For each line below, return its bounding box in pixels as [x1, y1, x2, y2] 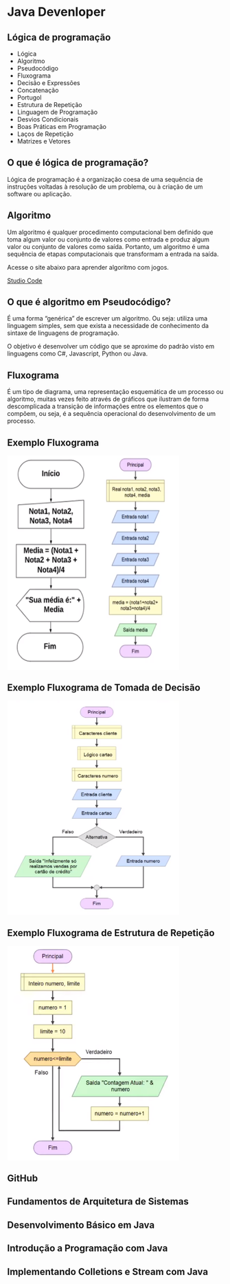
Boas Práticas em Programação [16, 123, 107, 130]
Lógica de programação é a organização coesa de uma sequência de [7, 175, 203, 183]
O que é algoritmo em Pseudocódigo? [7, 296, 172, 308]
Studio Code [7, 276, 43, 285]
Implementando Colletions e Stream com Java [7, 1265, 208, 1277]
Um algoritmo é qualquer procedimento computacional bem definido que [7, 228, 214, 236]
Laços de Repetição [16, 130, 74, 138]
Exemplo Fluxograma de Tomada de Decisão [7, 682, 200, 694]
